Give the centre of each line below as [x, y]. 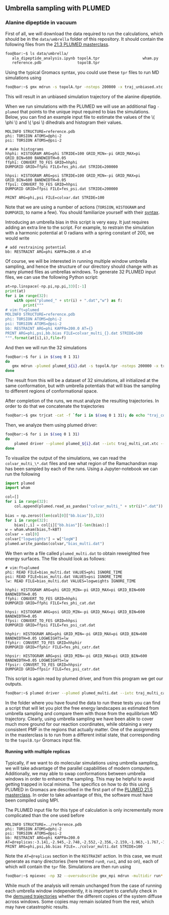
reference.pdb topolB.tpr [56, 63]
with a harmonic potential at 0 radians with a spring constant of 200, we [80, 233]
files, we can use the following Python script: [52, 277]
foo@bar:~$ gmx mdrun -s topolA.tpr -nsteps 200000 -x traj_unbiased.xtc [84, 87]
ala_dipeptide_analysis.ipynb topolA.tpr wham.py [85, 58]
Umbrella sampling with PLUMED [58, 8]
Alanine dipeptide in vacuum [41, 23]
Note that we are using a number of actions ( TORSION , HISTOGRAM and [75, 207]
